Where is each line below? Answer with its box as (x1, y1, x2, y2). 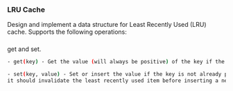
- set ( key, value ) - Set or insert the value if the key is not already (7, 71, 222, 78)
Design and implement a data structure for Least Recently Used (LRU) (7, 21, 207, 29)
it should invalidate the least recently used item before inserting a (7, 77, 218, 84)
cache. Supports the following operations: (7, 28, 127, 36)
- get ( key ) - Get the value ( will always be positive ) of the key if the (7, 59, 225, 65)
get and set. (7, 45, 42, 53)
